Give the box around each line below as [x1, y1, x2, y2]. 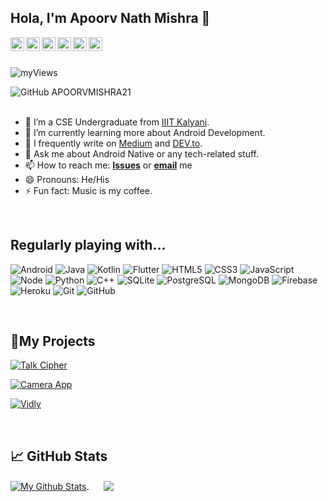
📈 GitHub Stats [10, 447, 108, 465]
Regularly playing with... [10, 237, 167, 254]
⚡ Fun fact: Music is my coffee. [24, 184, 153, 196]
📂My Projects [10, 333, 96, 350]
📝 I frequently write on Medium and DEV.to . [24, 137, 203, 149]
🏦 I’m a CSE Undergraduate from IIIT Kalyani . [24, 116, 210, 128]
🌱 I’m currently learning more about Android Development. [24, 126, 266, 138]
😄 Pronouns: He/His [24, 173, 110, 185]
